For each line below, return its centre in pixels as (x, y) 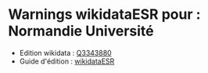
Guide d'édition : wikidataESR (67, 61)
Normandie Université (81, 31)
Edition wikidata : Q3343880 (65, 53)
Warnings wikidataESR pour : (104, 15)
